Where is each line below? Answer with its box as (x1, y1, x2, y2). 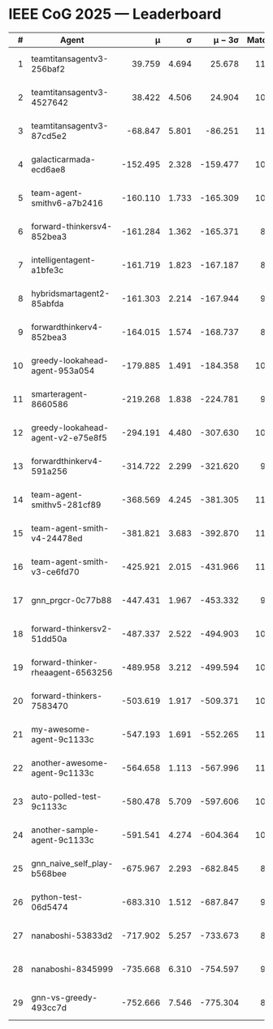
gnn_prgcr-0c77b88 (31, 594, 112, 606)
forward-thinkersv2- (31, 623, 112, 634)
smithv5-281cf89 (31, 499, 102, 510)
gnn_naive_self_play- (31, 857, 114, 869)
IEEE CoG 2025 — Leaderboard (8, 5, 222, 24)
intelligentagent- (31, 254, 96, 265)
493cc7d (31, 1001, 67, 1013)
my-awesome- (31, 723, 91, 735)
